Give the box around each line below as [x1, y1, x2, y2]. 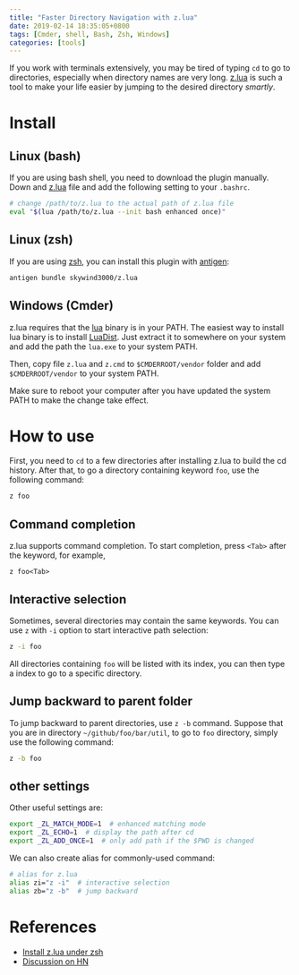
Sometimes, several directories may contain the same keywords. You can [9, 615, 279, 626]
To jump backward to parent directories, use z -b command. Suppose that [9, 717, 284, 728]
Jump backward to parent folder [9, 694, 193, 709]
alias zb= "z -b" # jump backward [9, 886, 139, 895]
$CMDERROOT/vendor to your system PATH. [9, 368, 159, 379]
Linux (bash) [9, 149, 81, 164]
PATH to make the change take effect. [9, 395, 149, 406]
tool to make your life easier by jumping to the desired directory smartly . [9, 81, 276, 92]
